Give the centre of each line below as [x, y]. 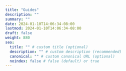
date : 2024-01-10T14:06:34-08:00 [40, 24]
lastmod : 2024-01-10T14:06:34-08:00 [43, 28]
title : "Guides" [22, 10]
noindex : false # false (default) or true [54, 61]
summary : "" [17, 19]
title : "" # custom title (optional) [49, 47]
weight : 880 [17, 38]
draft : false [19, 33]
